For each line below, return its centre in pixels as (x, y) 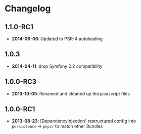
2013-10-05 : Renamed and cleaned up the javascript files (71, 93)
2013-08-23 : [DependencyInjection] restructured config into (74, 121)
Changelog (28, 9)
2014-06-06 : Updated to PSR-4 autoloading (57, 39)
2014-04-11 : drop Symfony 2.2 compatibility (57, 66)
